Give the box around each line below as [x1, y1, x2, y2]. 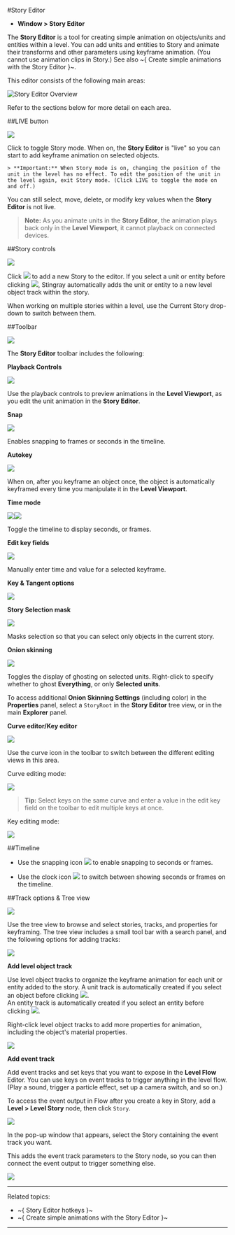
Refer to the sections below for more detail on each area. [7, 104, 171, 111]
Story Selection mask [7, 605, 71, 614]
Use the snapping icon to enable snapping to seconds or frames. [17, 859, 213, 866]
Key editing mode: [7, 817, 59, 825]
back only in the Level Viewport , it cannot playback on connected [24, 224, 215, 232]
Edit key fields [7, 539, 50, 546]
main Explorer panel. [7, 708, 68, 717]
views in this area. [7, 756, 59, 764]
